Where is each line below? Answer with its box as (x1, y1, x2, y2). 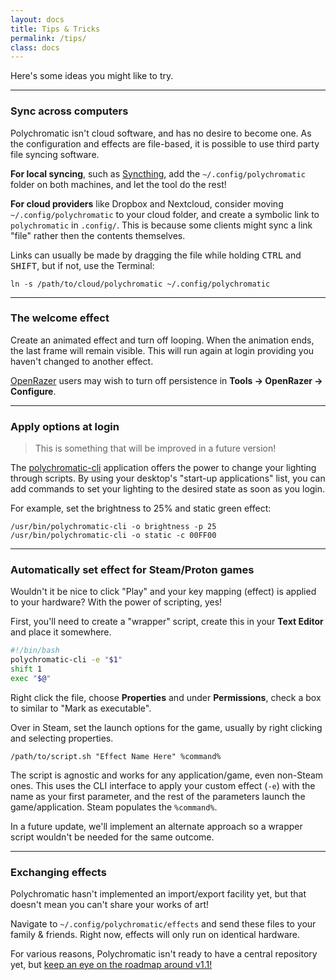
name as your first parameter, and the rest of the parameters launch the (10, 790, 306, 802)
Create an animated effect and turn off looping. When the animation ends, (10, 334, 315, 346)
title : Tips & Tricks (10, 24, 101, 34)
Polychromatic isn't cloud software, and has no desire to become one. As (10, 127, 312, 139)
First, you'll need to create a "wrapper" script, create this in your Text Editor (10, 616, 324, 628)
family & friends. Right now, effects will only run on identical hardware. (10, 929, 300, 941)
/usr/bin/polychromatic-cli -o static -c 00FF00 (10, 531, 217, 541)
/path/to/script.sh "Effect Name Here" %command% (10, 751, 222, 761)
